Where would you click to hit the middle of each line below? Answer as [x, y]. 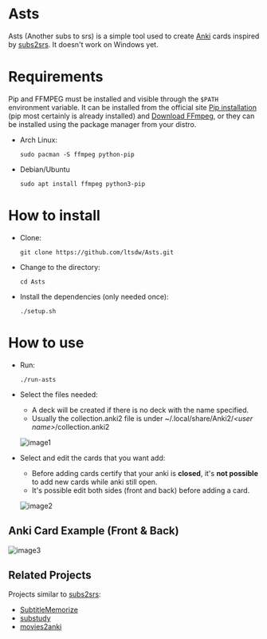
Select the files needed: [59, 394]
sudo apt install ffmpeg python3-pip [82, 184]
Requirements [56, 77]
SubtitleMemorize [49, 610]
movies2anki [41, 627]
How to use [46, 343]
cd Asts [32, 282]
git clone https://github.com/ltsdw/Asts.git [96, 252]
